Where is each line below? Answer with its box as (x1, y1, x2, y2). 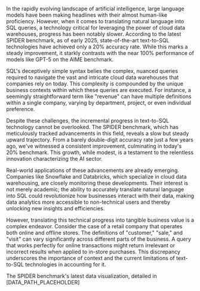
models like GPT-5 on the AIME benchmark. (6, 56, 114, 63)
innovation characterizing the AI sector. (6, 155, 103, 162)
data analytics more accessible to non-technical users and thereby (6, 198, 171, 206)
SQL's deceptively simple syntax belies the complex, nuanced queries (6, 68, 178, 74)
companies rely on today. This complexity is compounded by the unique (6, 80, 184, 87)
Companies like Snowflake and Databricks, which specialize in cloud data (6, 173, 187, 180)
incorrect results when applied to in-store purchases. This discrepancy (6, 248, 181, 255)
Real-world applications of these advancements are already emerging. (6, 167, 180, 174)
